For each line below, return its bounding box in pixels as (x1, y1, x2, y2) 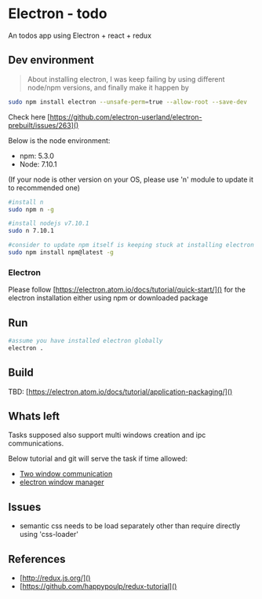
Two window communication (19, 469, 113, 479)
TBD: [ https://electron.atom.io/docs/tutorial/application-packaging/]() (8, 387, 233, 396)
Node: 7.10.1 (19, 159, 57, 169)
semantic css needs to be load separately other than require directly (19, 521, 241, 531)
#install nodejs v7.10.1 (8, 219, 89, 228)
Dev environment (8, 53, 94, 67)
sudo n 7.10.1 (8, 227, 55, 235)
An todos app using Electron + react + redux (8, 31, 151, 40)
